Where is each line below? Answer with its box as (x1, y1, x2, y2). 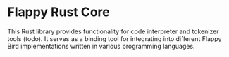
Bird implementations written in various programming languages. (7, 42, 195, 50)
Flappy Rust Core (7, 4, 111, 20)
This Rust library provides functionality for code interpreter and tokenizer (7, 27, 220, 35)
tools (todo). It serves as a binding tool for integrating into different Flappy (7, 34, 222, 42)
